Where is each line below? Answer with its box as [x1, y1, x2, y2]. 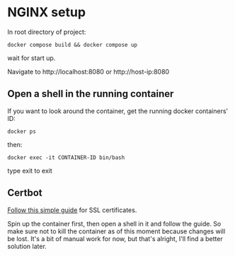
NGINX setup [7, 4, 86, 21]
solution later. [7, 242, 47, 250]
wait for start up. [7, 54, 56, 62]
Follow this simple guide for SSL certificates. [7, 206, 137, 214]
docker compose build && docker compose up [7, 41, 138, 48]
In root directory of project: [7, 28, 86, 36]
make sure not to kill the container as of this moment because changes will [7, 227, 226, 235]
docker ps [7, 128, 37, 135]
